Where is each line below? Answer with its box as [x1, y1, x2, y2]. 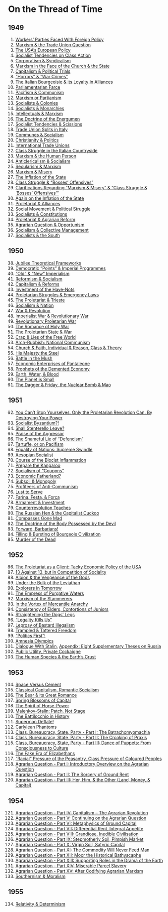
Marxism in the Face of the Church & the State [15, 63, 110, 69]
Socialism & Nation [15, 302, 54, 308]
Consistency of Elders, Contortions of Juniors [15, 606, 109, 612]
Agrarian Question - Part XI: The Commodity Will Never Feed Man [15, 847, 150, 853]
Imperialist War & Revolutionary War [15, 313, 89, 319]
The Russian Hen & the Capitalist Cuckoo [15, 510, 100, 516]
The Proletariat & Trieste [15, 297, 65, 303]
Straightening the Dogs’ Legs [15, 612, 75, 618]
